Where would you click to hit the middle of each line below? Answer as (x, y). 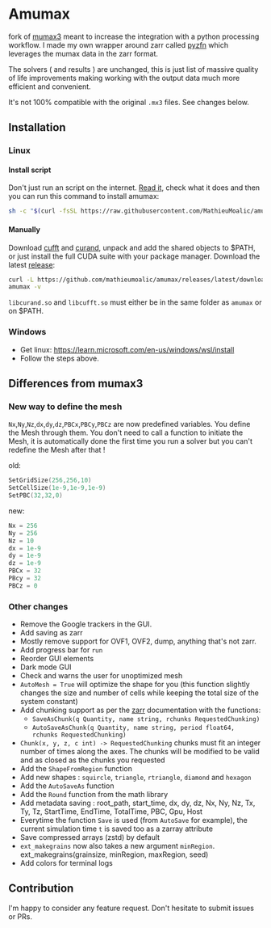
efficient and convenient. (50, 86)
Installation (37, 127)
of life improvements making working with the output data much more (124, 78)
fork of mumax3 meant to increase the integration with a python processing (134, 36)
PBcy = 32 (25, 579)
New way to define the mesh (65, 407)
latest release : (32, 264)
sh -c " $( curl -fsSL (43, 211)
